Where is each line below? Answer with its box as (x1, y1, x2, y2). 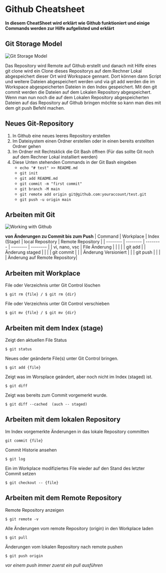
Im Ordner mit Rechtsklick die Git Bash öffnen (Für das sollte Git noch (12, 148, 154, 154)
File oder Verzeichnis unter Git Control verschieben (5, 300, 110, 307)
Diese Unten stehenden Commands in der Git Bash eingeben (12, 159, 137, 165)
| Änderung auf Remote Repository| (5, 255, 78, 261)
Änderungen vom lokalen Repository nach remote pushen (5, 544, 123, 550)
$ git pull (5, 535, 28, 540)
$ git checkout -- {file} (5, 480, 58, 485)
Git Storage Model (5, 40, 62, 48)
